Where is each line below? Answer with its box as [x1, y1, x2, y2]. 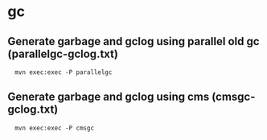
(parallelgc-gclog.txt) [7, 47, 118, 60]
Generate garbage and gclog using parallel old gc [7, 35, 260, 48]
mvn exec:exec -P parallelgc [14, 68, 113, 76]
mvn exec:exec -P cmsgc [14, 124, 94, 132]
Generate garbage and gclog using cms [7, 90, 210, 104]
